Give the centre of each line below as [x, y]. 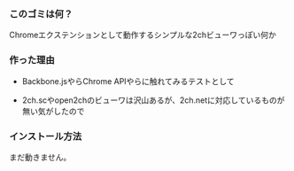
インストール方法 [46, 136]
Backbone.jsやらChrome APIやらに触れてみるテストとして [128, 81]
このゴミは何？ [41, 13]
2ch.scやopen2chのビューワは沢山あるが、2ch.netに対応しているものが [153, 100]
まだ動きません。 [40, 157]
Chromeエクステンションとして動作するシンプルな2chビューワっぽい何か [143, 35]
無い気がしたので [53, 111]
